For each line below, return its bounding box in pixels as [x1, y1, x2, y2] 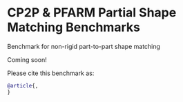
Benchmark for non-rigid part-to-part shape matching [7, 42, 161, 50]
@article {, [7, 82, 39, 89]
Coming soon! [7, 55, 47, 63]
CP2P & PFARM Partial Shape [7, 5, 177, 21]
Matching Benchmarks [7, 19, 140, 35]
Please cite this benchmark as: [7, 69, 95, 77]
